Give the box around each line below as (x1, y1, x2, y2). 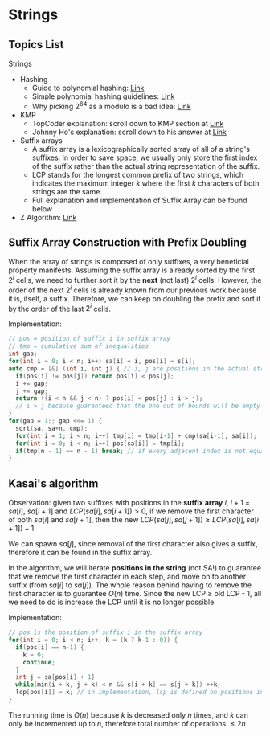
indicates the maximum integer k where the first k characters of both (31, 178, 260, 188)
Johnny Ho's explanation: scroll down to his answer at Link (31, 127, 227, 137)
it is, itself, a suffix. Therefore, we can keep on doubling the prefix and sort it (8, 293, 261, 303)
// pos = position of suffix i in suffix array (8, 335, 171, 343)
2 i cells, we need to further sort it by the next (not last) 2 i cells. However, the (8, 274, 262, 285)
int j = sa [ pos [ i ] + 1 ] (15, 673, 95, 681)
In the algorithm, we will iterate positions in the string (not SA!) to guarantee (8, 563, 262, 573)
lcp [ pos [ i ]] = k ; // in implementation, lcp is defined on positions (15, 689, 253, 697)
